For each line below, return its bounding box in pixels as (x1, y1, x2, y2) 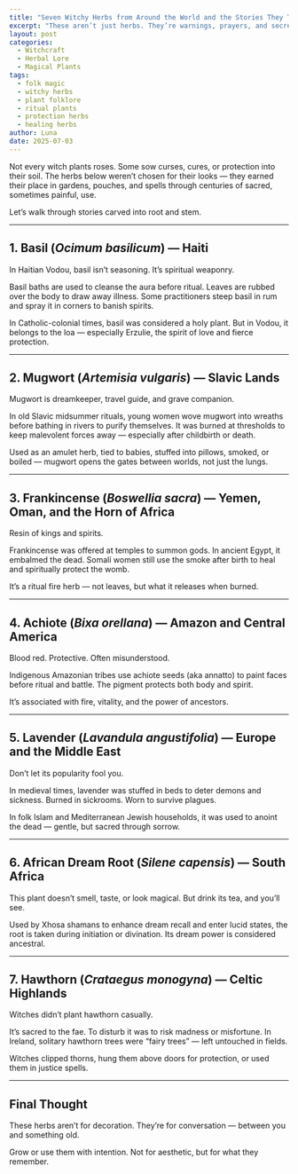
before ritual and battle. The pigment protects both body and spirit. (9, 680, 254, 689)
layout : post (9, 29, 58, 38)
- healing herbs (17, 121, 77, 130)
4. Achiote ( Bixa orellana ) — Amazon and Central (9, 615, 286, 630)
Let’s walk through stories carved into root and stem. (9, 206, 202, 217)
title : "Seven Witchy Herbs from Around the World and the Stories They (9, 12, 284, 22)
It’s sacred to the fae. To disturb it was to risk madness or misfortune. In (9, 1027, 272, 1037)
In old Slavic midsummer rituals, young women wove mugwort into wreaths (9, 411, 284, 422)
